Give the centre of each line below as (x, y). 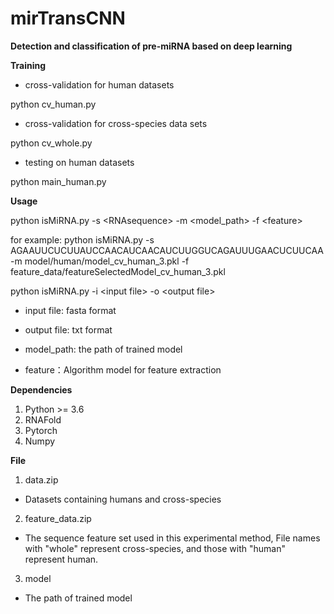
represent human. (61, 559)
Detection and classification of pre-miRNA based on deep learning (151, 46)
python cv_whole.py (51, 143)
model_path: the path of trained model (103, 349)
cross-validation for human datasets (99, 84)
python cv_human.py (53, 104)
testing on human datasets (79, 162)
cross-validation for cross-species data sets (116, 123)
